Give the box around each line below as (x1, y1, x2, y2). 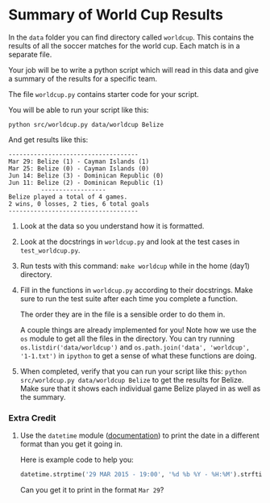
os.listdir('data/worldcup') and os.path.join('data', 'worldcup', (19, 342, 250, 352)
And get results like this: (8, 135, 89, 145)
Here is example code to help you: (19, 455, 135, 465)
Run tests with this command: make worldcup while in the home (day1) (19, 261, 250, 270)
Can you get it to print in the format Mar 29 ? (19, 485, 164, 495)
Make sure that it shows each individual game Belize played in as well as (19, 384, 261, 393)
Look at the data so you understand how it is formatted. (19, 220, 205, 231)
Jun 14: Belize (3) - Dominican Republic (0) (8, 171, 164, 179)
